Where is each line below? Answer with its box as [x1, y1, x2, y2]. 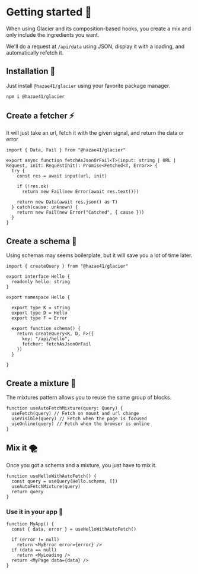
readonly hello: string [11, 279, 70, 285]
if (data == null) [11, 547, 58, 553]
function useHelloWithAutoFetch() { [6, 473, 97, 479]
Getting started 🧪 [6, 5, 92, 19]
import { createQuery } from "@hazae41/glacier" [6, 264, 129, 269]
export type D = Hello [11, 310, 68, 316]
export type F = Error [11, 315, 68, 321]
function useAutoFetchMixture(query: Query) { [6, 405, 123, 411]
